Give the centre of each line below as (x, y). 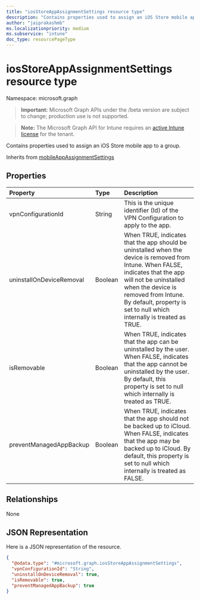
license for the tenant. (48, 134)
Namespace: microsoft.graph (42, 98)
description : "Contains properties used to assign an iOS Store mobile (97, 17)
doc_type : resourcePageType (41, 39)
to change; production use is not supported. (75, 116)
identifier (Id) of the (151, 210)
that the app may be (152, 441)
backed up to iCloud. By (157, 448)
